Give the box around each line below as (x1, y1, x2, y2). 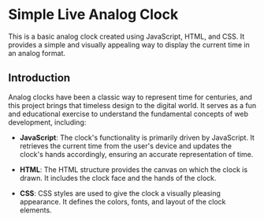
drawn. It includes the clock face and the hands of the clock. (19, 173, 217, 182)
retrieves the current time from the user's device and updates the (19, 140, 232, 151)
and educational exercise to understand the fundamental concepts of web (8, 109, 249, 118)
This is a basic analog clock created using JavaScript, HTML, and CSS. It (8, 32, 245, 41)
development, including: (8, 117, 87, 127)
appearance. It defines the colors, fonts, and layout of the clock (19, 197, 226, 206)
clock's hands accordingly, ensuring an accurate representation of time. (19, 149, 254, 159)
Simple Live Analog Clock (8, 6, 179, 24)
